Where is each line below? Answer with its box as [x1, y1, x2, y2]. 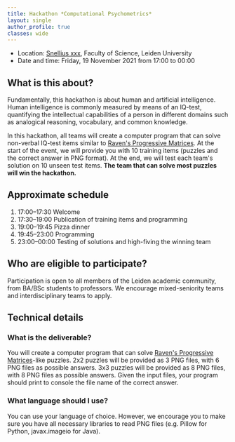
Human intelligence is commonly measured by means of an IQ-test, [7, 103, 202, 112]
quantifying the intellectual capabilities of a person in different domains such [7, 110, 229, 119]
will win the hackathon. [7, 169, 77, 178]
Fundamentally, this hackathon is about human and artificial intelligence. [7, 95, 216, 104]
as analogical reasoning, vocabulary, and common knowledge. [7, 118, 188, 126]
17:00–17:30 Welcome [17, 208, 81, 216]
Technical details [7, 312, 84, 323]
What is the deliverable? [7, 333, 92, 342]
